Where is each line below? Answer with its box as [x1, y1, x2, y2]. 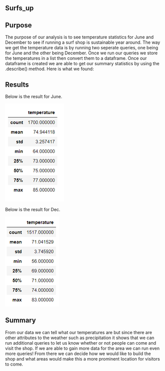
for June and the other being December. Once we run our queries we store [5, 50, 158, 56]
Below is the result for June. [5, 94, 63, 100]
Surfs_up [5, 4, 34, 12]
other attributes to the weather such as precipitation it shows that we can [5, 335, 155, 341]
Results [5, 80, 29, 89]
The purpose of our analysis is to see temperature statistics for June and [5, 34, 154, 40]
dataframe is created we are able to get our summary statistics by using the [5, 61, 160, 67]
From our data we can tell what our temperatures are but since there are [5, 329, 152, 335]
